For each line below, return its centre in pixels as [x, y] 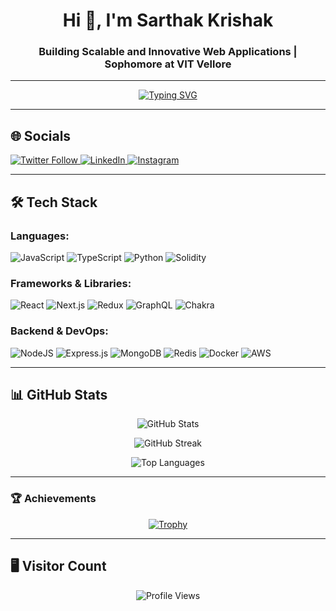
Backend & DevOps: [59, 331]
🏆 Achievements [53, 499]
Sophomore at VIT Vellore [168, 64]
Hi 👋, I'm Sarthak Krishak [168, 20]
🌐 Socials [41, 135]
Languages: [40, 236]
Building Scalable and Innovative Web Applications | [168, 52]
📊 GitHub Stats [59, 394]
